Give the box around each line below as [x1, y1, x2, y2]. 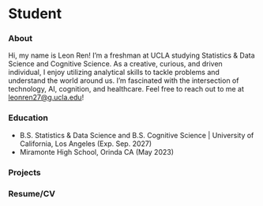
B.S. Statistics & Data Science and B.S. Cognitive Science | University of [19, 130, 254, 140]
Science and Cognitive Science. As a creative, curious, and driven [8, 59, 223, 69]
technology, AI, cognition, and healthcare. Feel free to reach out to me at [8, 84, 245, 94]
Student [8, 5, 62, 23]
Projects [8, 167, 41, 178]
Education [8, 112, 49, 123]
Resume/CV [8, 188, 55, 199]
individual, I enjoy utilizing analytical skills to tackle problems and [8, 68, 220, 77]
